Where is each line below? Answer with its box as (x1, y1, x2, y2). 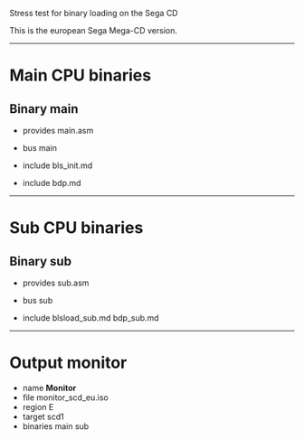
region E (22, 401, 54, 412)
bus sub (22, 295, 53, 305)
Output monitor (9, 352, 128, 373)
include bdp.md (22, 178, 81, 188)
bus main (22, 143, 57, 153)
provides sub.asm (22, 277, 90, 288)
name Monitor (22, 382, 77, 393)
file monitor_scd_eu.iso (22, 392, 109, 403)
